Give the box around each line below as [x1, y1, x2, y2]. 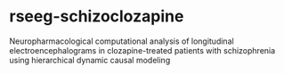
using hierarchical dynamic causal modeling [9, 54, 171, 65]
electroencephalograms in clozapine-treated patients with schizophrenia [9, 45, 276, 55]
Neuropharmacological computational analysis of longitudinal [9, 36, 234, 46]
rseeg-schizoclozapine [9, 6, 184, 27]
